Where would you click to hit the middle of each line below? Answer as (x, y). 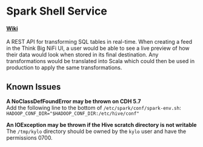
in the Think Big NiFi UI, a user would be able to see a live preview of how (98, 48)
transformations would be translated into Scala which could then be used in (101, 61)
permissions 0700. (29, 138)
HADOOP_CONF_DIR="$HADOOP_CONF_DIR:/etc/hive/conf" (73, 114)
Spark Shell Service (57, 11)
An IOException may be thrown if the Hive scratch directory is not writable (101, 125)
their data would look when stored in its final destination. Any (82, 55)
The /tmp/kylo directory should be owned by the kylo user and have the (96, 131)
